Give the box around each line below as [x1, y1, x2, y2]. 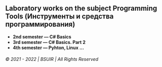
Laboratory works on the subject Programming [5, 4, 157, 13]
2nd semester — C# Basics [12, 33, 72, 40]
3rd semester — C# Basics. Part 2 [12, 39, 86, 45]
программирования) [5, 20, 76, 29]
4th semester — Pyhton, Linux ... [12, 44, 84, 51]
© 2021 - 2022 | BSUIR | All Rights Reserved [5, 56, 99, 62]
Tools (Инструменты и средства [5, 12, 114, 21]
